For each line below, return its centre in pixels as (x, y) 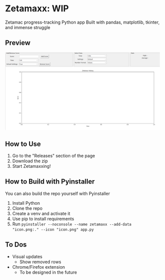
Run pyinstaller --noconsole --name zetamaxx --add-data (72, 224)
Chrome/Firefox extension (39, 267)
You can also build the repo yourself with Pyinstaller (58, 193)
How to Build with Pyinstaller (50, 182)
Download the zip (30, 161)
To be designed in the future (48, 272)
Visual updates (27, 256)
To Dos (16, 245)
